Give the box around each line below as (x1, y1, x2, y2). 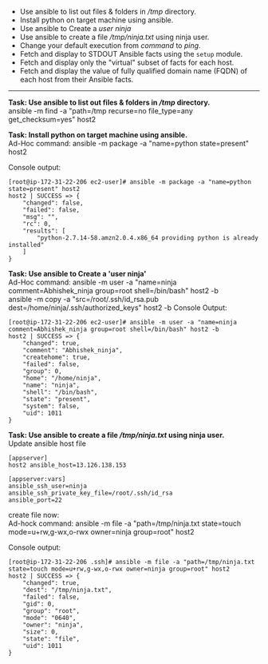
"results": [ (22, 227, 66, 235)
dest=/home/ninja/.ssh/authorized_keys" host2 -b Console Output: (8, 303, 227, 312)
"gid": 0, (22, 600, 56, 608)
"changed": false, (22, 199, 84, 207)
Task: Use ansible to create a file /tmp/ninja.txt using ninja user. (8, 431, 225, 439)
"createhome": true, (22, 353, 91, 361)
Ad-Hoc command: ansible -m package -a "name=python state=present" (8, 139, 250, 148)
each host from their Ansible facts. (19, 75, 134, 84)
